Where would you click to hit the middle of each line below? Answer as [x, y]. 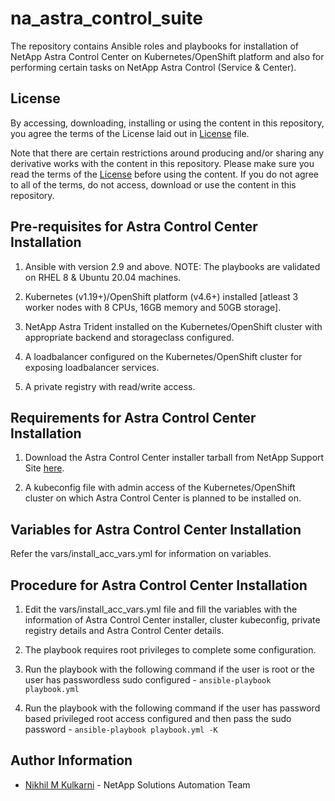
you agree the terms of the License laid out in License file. [130, 133]
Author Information [71, 760]
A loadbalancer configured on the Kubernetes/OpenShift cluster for [163, 356]
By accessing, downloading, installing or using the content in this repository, [167, 123]
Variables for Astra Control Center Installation [156, 529]
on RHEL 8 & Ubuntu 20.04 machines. [103, 277]
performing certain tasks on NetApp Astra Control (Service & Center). [153, 67]
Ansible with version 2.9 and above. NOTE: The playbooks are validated [172, 266]
